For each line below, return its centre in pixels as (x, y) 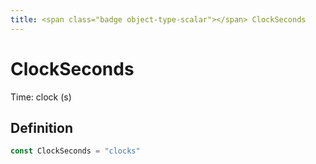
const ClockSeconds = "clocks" (75, 151)
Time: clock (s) (41, 97)
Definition (41, 127)
